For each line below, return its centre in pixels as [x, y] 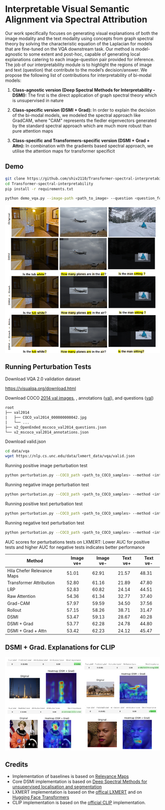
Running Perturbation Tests [48, 367]
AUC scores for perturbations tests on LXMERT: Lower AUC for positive [77, 542]
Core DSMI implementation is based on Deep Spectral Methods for [80, 782]
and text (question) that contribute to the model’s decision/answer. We [76, 70]
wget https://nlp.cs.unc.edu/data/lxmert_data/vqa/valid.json [70, 456]
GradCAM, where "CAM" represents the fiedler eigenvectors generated [84, 120]
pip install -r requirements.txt [39, 189]
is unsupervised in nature [38, 100]
